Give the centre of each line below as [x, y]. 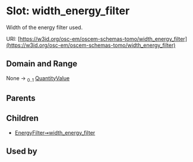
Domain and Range [42, 64]
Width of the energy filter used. [45, 27]
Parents [21, 98]
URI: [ [13, 39]
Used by [22, 152]
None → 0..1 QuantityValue [38, 79]
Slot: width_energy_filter [68, 11]
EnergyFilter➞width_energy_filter [55, 132]
